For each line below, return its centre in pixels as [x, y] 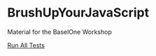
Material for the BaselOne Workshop [59, 32]
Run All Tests [26, 45]
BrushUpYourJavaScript [78, 13]
